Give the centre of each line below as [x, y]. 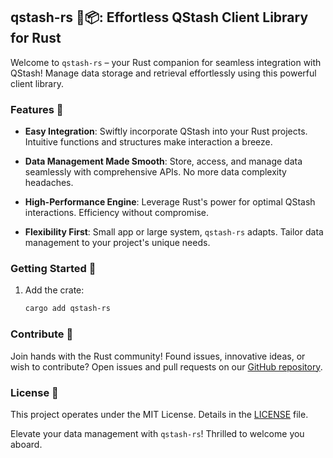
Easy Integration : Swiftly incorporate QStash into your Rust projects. [166, 131]
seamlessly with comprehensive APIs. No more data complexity [155, 172]
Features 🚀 [37, 109]
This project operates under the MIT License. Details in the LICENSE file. [159, 414]
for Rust [36, 38]
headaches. [49, 183]
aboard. [26, 444]
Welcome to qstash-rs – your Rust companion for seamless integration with [166, 62]
